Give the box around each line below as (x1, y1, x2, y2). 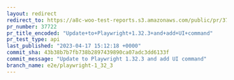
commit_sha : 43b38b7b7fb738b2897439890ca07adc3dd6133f (6, 49, 170, 56)
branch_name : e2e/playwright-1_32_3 (6, 62, 113, 69)
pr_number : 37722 (6, 23, 57, 30)
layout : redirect (6, 10, 57, 17)
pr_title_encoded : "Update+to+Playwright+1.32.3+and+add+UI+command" (6, 29, 214, 37)
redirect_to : (6, 17, 45, 24)
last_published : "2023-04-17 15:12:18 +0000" (6, 42, 141, 49)
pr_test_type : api (6, 36, 60, 43)
